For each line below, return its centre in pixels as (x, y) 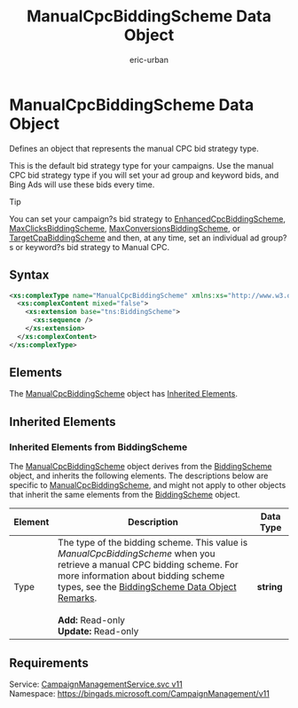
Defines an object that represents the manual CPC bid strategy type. (134, 148)
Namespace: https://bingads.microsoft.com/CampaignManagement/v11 (140, 693)
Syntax (29, 275)
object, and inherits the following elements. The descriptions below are (139, 476)
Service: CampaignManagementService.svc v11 (96, 684)
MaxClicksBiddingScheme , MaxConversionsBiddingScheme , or (125, 228)
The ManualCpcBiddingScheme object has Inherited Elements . (123, 394)
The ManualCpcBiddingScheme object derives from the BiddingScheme (141, 467)
